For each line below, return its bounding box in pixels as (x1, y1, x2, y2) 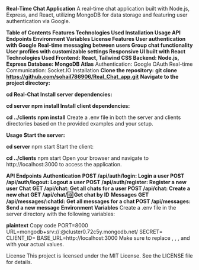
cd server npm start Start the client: (6, 143, 94, 150)
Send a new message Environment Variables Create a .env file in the (6, 204, 176, 211)
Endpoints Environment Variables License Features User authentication (6, 36, 186, 42)
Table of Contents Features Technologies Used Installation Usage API (6, 29, 181, 36)
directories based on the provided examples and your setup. (6, 120, 153, 127)
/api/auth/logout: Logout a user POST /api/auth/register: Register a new (6, 179, 187, 185)
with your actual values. (6, 241, 64, 247)
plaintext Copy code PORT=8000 (6, 222, 89, 229)
